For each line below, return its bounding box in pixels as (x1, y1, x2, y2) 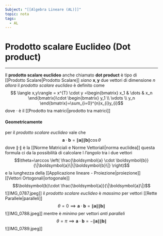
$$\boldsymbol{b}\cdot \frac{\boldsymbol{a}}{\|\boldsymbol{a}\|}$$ (12, 183, 151, 189)
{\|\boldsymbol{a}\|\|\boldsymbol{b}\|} (33, 162, 111, 168)
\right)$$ (112, 162, 130, 168)
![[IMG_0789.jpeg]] (5, 226, 43, 232)
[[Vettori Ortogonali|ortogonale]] (5, 175, 70, 181)
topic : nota (5, 12, 29, 16)
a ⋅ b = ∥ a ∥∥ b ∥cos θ (62, 137, 101, 143)
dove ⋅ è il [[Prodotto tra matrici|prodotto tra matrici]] (5, 108, 111, 114)
